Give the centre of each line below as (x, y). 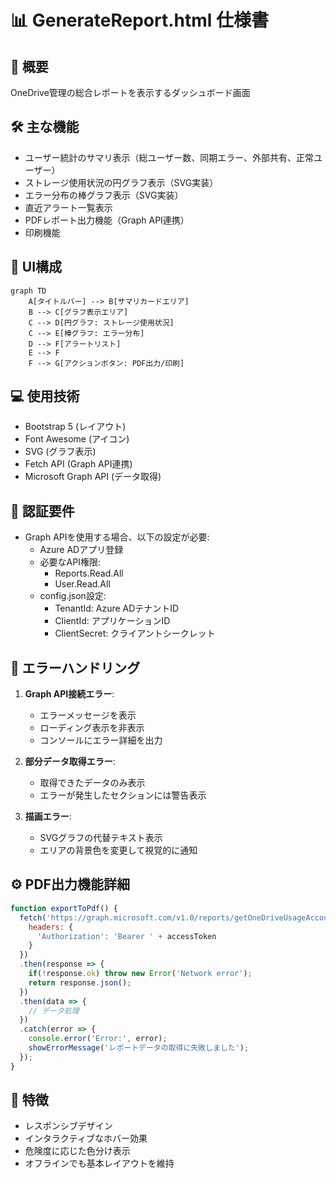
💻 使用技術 (45, 396)
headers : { (51, 927)
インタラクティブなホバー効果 (86, 1138)
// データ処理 (54, 1011)
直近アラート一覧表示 (68, 207)
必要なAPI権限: (70, 562)
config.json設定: (73, 596)
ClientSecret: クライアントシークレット (135, 633)
